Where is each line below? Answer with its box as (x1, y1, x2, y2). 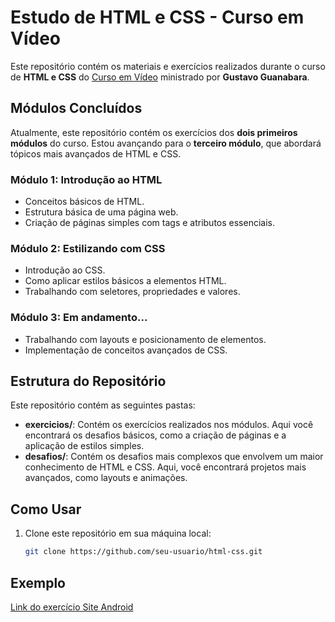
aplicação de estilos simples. (24, 440, 145, 452)
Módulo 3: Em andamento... (10, 311, 148, 325)
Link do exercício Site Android (10, 601, 134, 613)
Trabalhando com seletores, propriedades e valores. (24, 286, 241, 298)
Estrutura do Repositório (10, 373, 167, 390)
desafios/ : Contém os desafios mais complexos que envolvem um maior (24, 451, 324, 463)
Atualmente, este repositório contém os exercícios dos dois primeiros (10, 126, 298, 138)
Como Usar (10, 501, 82, 518)
